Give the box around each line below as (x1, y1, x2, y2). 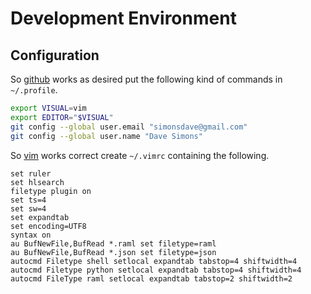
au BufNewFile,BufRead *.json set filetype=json (10, 247, 217, 257)
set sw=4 (10, 203, 47, 214)
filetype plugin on (10, 186, 92, 196)
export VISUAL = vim (10, 103, 87, 113)
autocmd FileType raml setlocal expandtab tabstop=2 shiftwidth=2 (10, 273, 293, 284)
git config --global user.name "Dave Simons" (10, 131, 203, 141)
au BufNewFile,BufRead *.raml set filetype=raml (10, 238, 217, 249)
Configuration (10, 47, 100, 64)
